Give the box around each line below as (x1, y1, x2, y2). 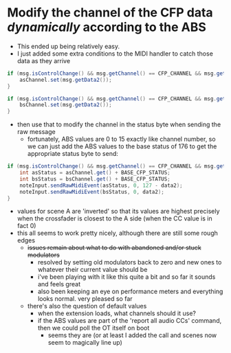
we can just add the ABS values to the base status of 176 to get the (27, 142, 217, 150)
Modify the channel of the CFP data (7, 5, 213, 21)
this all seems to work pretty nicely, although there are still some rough (16, 229, 219, 238)
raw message (16, 128, 56, 136)
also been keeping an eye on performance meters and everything (37, 287, 223, 296)
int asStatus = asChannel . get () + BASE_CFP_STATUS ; (19, 170, 170, 176)
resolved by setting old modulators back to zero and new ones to (37, 258, 222, 266)
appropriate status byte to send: (27, 150, 119, 158)
